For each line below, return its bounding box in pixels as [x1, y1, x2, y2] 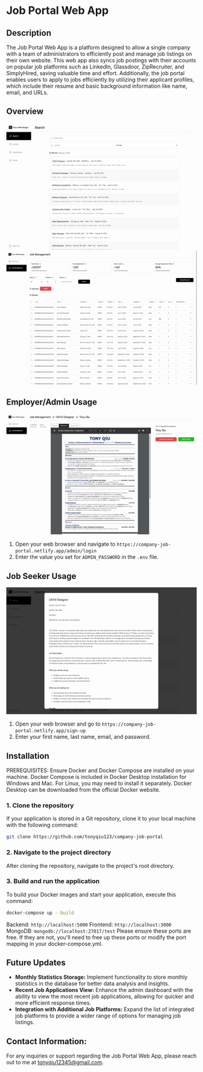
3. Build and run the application [6, 877, 100, 885]
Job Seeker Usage [6, 571, 77, 581]
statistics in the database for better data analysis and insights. [14, 980, 170, 987]
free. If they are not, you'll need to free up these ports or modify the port [6, 933, 187, 941]
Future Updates [6, 958, 66, 968]
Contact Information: [6, 1036, 87, 1047]
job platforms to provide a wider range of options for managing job [14, 1012, 181, 1019]
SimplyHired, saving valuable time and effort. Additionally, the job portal [6, 70, 185, 76]
